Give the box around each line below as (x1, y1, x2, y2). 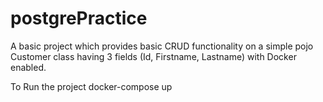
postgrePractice (10, 7, 148, 30)
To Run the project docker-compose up (10, 80, 173, 92)
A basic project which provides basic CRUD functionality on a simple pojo (10, 40, 314, 52)
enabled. (10, 61, 47, 73)
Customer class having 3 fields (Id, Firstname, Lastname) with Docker (10, 50, 297, 62)
